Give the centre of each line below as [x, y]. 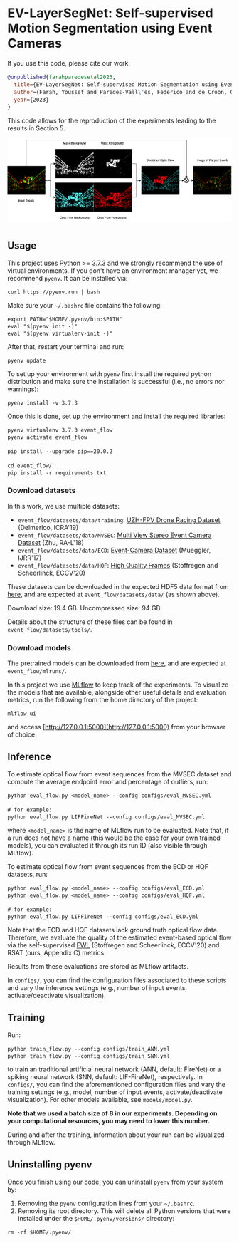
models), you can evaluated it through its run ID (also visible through [107, 845]
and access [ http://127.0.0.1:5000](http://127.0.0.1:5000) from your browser [117, 727]
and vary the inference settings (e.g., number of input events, [97, 987]
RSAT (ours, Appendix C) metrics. [57, 952]
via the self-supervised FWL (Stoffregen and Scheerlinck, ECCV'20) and [113, 945]
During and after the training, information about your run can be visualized [116, 1135]
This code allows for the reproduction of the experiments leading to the [112, 121]
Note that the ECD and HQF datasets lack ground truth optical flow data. [113, 930]
